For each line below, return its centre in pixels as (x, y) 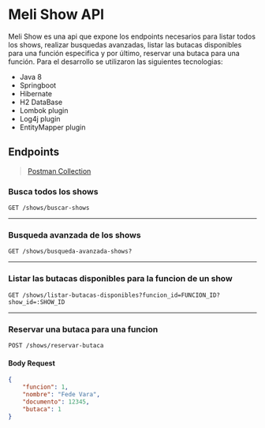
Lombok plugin (44, 110)
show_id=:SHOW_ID (37, 302)
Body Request (32, 363)
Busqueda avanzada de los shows (75, 235)
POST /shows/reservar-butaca (56, 345)
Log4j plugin (40, 118)
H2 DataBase (41, 102)
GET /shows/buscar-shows (49, 208)
